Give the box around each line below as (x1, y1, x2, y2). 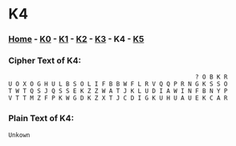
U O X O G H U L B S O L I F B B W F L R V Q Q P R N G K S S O (8, 80, 228, 88)
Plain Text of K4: (8, 113, 75, 124)
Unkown (8, 131, 31, 139)
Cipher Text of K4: (8, 55, 82, 67)
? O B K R (195, 73, 228, 81)
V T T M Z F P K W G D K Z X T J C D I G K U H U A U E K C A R (8, 94, 228, 103)
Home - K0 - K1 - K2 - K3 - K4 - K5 (8, 34, 144, 45)
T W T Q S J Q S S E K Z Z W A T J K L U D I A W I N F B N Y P (8, 87, 228, 95)
